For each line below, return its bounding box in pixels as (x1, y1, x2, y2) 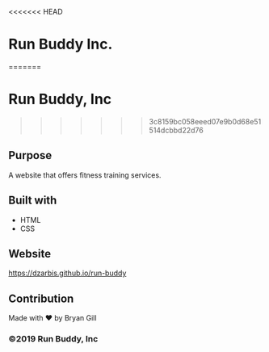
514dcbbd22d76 (149, 125, 204, 135)
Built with (8, 194, 57, 207)
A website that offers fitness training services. (8, 170, 162, 180)
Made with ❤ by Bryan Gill (8, 313, 97, 323)
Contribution (8, 291, 74, 305)
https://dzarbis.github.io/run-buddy (8, 268, 127, 278)
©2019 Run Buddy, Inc (8, 333, 99, 345)
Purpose (8, 149, 53, 162)
